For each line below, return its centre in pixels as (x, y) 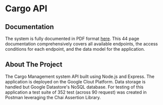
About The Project (34, 65)
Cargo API (26, 9)
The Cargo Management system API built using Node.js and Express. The (80, 76)
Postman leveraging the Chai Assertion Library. (53, 97)
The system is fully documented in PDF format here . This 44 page (72, 38)
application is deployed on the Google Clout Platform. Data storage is (75, 81)
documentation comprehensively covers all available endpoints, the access (81, 44)
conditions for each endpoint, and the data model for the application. (75, 49)
